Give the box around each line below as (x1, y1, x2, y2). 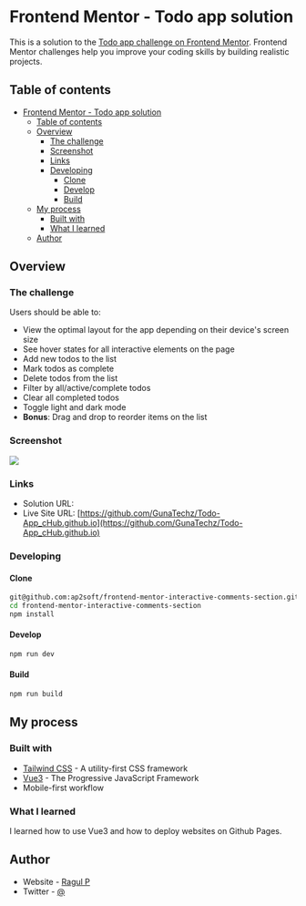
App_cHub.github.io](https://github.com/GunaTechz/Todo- (22, 518, 243, 529)
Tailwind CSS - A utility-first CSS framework (22, 763, 189, 774)
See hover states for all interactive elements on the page (22, 344, 235, 355)
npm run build (9, 690, 64, 699)
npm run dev (9, 649, 55, 658)
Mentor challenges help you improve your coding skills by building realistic (9, 46, 290, 57)
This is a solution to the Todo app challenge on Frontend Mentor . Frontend (9, 36, 288, 47)
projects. (9, 56, 43, 67)
